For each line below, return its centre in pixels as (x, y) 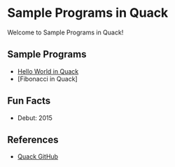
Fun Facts (29, 101)
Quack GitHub (37, 156)
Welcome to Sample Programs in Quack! (65, 32)
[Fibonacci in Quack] (48, 79)
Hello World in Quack (48, 71)
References (33, 139)
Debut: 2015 (35, 118)
